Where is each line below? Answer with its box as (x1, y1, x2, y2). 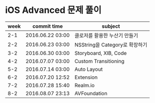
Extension (74, 74, 98, 81)
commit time (32, 23, 63, 30)
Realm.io (74, 82, 95, 89)
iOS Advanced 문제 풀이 (5, 4, 102, 16)
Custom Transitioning (74, 57, 125, 64)
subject (101, 23, 120, 30)
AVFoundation (74, 90, 108, 97)
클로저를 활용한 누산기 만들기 (74, 32, 138, 39)
